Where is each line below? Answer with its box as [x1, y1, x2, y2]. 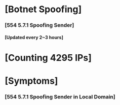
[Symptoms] [5, 75, 58, 87]
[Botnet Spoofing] [5, 4, 82, 15]
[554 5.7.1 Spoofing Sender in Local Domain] [5, 93, 115, 100]
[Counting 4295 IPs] [5, 52, 92, 63]
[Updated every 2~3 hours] [5, 34, 64, 40]
